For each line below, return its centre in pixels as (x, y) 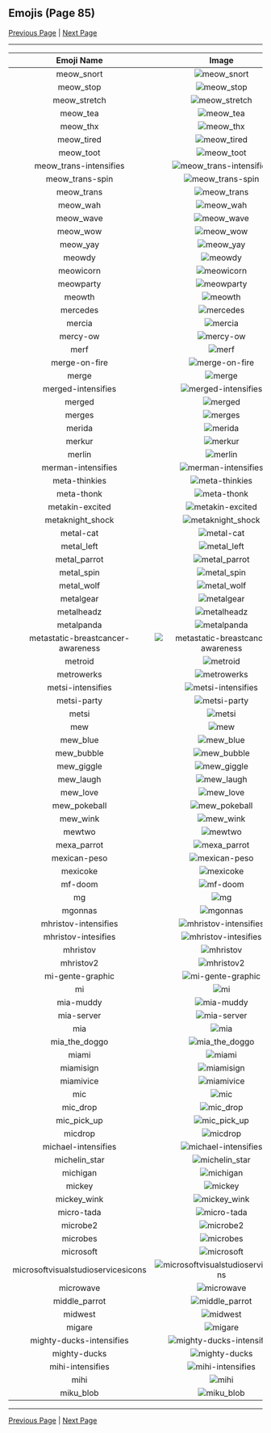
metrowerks (79, 674)
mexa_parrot (79, 844)
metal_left (79, 546)
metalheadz (79, 611)
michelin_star (79, 1159)
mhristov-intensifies (79, 924)
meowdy (80, 258)
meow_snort (79, 73)
